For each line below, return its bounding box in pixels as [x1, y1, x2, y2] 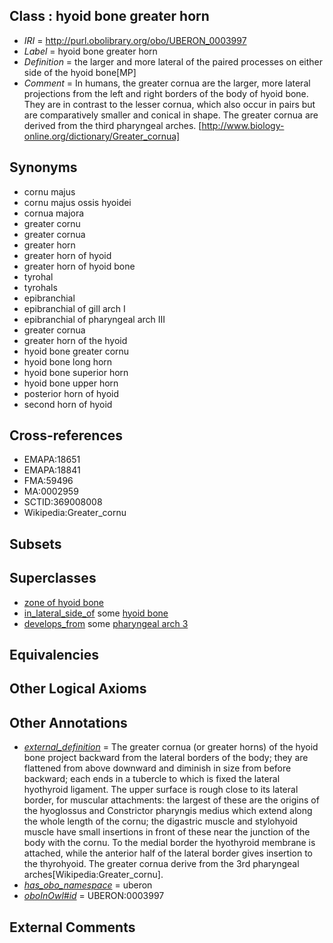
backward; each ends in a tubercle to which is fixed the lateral [23, 773, 281, 785]
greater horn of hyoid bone [23, 260, 136, 272]
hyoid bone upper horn [23, 377, 119, 389]
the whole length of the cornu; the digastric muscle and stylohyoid [23, 815, 298, 828]
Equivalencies [9, 647, 99, 664]
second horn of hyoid [23, 398, 113, 410]
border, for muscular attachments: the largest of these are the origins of [23, 794, 320, 806]
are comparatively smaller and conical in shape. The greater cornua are [23, 109, 319, 121]
